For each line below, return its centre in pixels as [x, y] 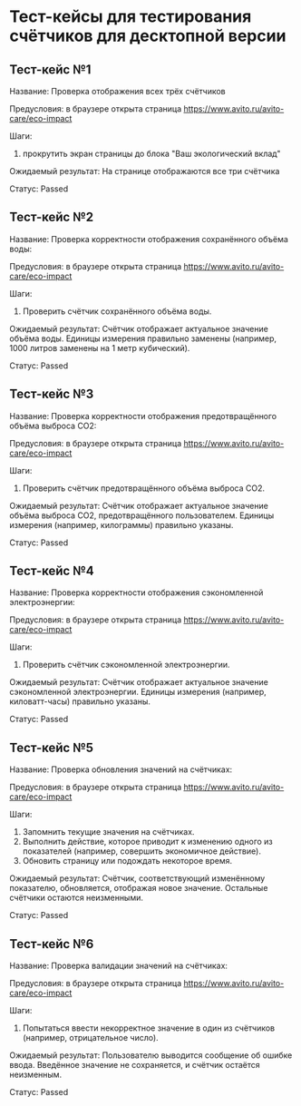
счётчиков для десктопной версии [148, 36]
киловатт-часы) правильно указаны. [80, 701]
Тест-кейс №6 [52, 944]
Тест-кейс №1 [50, 69]
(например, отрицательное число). [90, 1038]
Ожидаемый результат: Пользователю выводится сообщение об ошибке [151, 1055]
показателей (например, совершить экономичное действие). [141, 851]
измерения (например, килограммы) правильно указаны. [121, 524]
